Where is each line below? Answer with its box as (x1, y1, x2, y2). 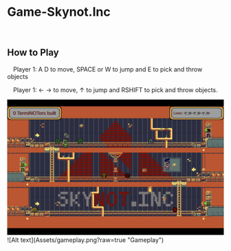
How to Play (7, 47, 60, 58)
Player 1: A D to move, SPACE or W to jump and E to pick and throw (13, 65, 203, 73)
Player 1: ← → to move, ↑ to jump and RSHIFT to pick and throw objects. (13, 85, 218, 94)
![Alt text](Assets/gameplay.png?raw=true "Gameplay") (7, 235, 164, 244)
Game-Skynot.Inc (7, 4, 111, 20)
